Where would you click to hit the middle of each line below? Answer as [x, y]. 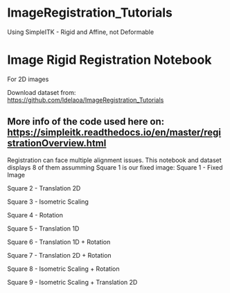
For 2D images [28, 79]
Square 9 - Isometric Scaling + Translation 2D [72, 282]
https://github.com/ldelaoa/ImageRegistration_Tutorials [86, 100]
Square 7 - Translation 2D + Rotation [60, 255]
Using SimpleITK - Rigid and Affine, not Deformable [81, 32]
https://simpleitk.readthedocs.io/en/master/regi [114, 133]
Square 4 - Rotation [35, 215]
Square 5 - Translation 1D [43, 228]
